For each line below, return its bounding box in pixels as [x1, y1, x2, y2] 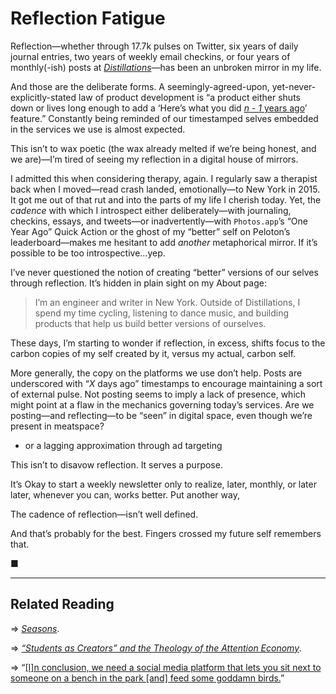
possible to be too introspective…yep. [10, 247, 166, 259]
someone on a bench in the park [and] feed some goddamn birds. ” [10, 672, 285, 684]
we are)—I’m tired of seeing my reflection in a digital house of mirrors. [10, 153, 299, 165]
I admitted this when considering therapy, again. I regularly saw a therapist [10, 172, 318, 184]
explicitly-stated [10, 91, 77, 103]
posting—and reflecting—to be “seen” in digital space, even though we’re [10, 409, 313, 421]
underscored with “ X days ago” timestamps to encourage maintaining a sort [10, 377, 323, 389]
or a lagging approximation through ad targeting [24, 439, 223, 451]
